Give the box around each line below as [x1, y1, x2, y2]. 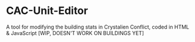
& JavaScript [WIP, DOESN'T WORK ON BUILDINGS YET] [6, 29, 144, 36]
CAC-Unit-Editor [6, 4, 88, 17]
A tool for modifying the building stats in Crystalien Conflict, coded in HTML [6, 23, 190, 30]
